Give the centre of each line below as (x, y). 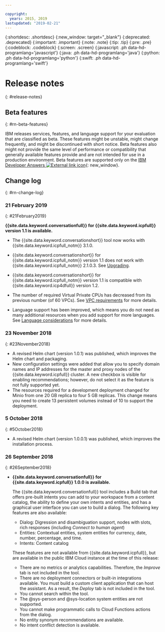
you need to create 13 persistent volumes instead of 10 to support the (83, 400)
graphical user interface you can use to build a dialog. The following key (85, 507)
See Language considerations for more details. (60, 320)
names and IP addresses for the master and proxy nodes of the (76, 369)
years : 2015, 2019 (29, 18)
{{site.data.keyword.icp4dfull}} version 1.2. (56, 286)
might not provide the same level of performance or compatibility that (76, 150)
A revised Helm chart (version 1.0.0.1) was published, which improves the (86, 438)
